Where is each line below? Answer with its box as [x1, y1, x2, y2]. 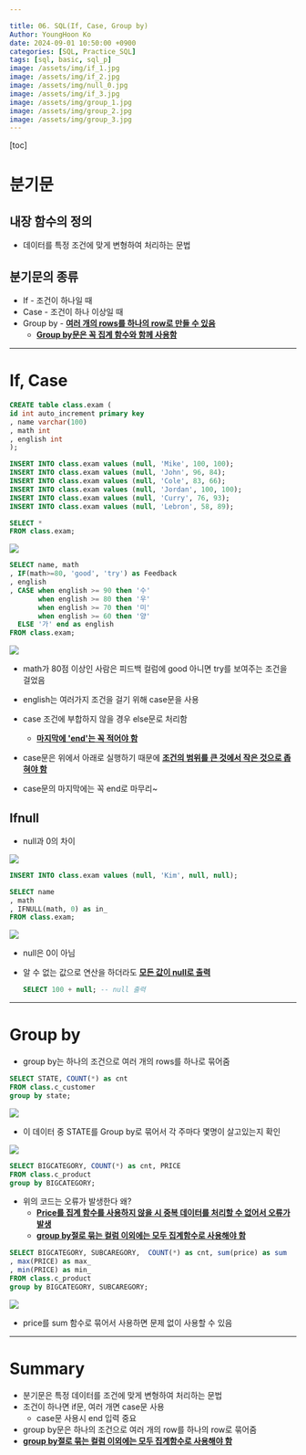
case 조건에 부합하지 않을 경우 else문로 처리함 [22, 713, 189, 724]
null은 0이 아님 [22, 947, 76, 959]
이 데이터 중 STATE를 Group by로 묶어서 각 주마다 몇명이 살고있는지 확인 [22, 1125, 280, 1137]
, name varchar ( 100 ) [9, 417, 88, 427]
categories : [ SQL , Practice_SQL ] [9, 47, 137, 56]
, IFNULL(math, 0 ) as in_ [9, 904, 107, 913]
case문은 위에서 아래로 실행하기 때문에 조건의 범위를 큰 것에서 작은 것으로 [22, 753, 282, 764]
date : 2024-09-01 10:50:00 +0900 [9, 38, 137, 47]
